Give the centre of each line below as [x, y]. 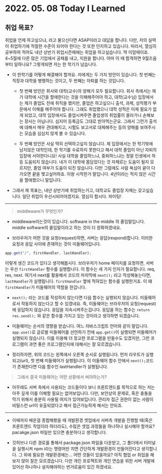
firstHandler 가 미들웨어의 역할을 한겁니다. [46, 287]
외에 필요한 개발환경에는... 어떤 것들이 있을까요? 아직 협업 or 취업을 [86, 455]
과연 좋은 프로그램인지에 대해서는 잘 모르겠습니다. [75, 344]
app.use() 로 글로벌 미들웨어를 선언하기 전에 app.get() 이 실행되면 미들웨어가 [84, 332]
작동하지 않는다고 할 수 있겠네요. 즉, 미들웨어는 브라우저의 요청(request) [89, 303]
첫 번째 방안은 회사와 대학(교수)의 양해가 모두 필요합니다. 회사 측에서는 [85, 91]
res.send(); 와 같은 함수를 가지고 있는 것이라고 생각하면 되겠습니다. [76, 316]
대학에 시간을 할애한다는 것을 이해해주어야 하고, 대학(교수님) [81, 97]
